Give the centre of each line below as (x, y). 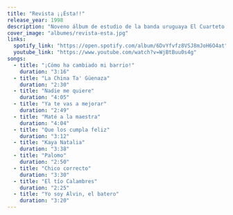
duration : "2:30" (45, 85)
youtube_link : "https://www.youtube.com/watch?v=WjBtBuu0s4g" (105, 53)
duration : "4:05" (45, 98)
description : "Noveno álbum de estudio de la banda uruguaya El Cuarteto (116, 26)
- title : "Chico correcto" (52, 168)
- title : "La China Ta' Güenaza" (62, 78)
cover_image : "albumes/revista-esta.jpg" (68, 33)
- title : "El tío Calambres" (55, 181)
